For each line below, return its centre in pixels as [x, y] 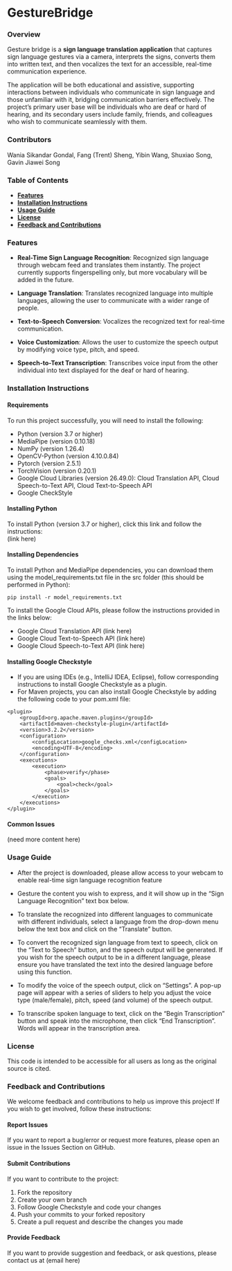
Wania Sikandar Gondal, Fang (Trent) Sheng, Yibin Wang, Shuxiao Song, [110, 155]
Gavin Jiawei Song [34, 162]
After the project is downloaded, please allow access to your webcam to [120, 873]
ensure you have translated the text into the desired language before [115, 964]
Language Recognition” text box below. [73, 901]
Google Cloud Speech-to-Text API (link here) [81, 645]
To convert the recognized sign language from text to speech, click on [117, 942]
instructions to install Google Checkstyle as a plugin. [92, 685]
